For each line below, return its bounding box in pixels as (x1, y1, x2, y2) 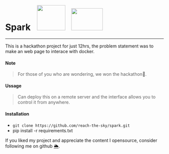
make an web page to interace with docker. (5, 48, 95, 54)
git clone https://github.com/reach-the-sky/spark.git (12, 123, 130, 128)
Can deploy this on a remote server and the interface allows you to (17, 94, 156, 100)
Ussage (5, 82, 22, 89)
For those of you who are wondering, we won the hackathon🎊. (17, 71, 147, 77)
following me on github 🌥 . (5, 143, 60, 149)
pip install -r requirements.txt (12, 127, 73, 133)
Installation (5, 111, 29, 117)
